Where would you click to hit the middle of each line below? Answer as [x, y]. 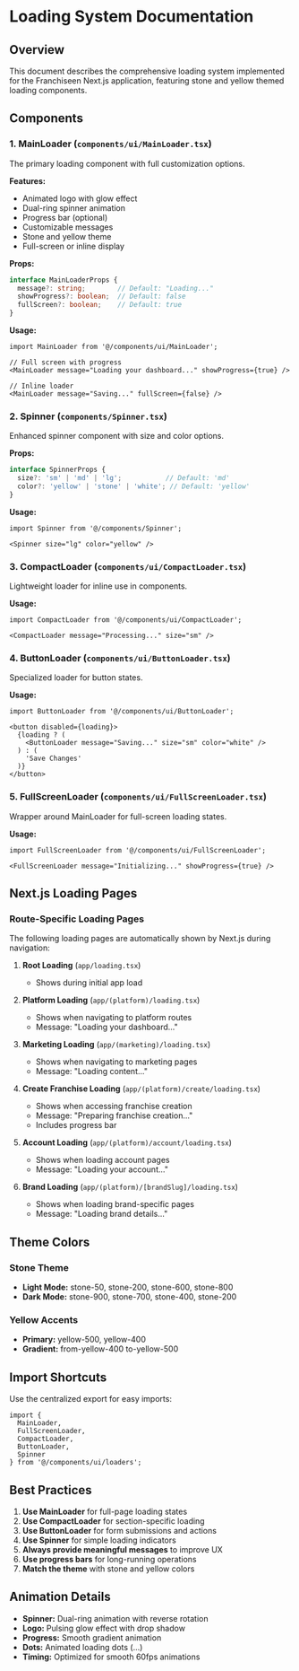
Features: [28, 180]
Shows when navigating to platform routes [114, 1018]
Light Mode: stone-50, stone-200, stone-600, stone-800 [128, 1287]
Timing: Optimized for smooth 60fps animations [111, 1657]
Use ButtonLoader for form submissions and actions [120, 1531]
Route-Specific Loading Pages [77, 919]
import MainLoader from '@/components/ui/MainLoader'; [114, 347]
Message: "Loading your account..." [102, 1169]
